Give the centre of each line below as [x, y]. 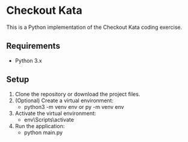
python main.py [43, 132]
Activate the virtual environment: [55, 113]
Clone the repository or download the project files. [77, 94]
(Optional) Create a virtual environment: [64, 100]
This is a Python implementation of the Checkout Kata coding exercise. [94, 27]
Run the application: [40, 126]
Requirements [33, 46]
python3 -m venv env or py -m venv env [74, 106]
